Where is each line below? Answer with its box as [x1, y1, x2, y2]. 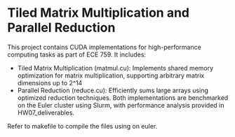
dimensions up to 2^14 [17, 78, 83, 87]
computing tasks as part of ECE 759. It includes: [7, 50, 146, 59]
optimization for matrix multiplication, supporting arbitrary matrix [17, 71, 205, 80]
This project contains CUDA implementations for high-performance [7, 43, 201, 51]
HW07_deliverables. [17, 108, 75, 117]
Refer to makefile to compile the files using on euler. [7, 122, 158, 130]
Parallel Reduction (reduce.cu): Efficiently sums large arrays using [17, 86, 209, 94]
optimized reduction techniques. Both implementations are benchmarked [17, 93, 229, 102]
